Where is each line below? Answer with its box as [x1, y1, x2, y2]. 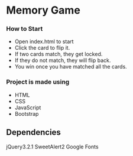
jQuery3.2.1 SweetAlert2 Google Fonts [6, 143, 99, 150]
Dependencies [6, 128, 61, 138]
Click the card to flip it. [14, 44, 70, 51]
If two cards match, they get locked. [14, 51, 103, 58]
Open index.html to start [14, 38, 74, 45]
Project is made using [6, 78, 70, 86]
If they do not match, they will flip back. [14, 57, 111, 64]
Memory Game [6, 4, 81, 17]
